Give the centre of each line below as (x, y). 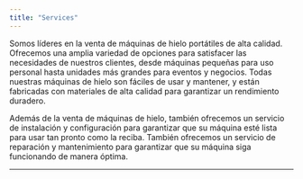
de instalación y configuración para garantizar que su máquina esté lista (143, 128)
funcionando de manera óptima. (69, 156)
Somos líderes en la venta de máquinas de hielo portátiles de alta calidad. (146, 43)
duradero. (28, 101)
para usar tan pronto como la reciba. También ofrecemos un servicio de (143, 137)
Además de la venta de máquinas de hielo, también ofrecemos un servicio (147, 118)
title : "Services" (44, 18)
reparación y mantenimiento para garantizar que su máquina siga (130, 147)
